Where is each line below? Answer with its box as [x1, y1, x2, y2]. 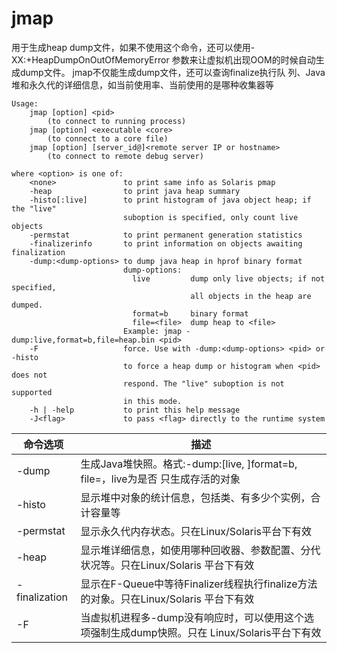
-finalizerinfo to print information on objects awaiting [29, 238, 303, 249]
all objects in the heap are [190, 291, 312, 301]
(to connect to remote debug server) [47, 151, 204, 161]
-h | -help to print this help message [29, 405, 241, 415]
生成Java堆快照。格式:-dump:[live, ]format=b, [80, 457, 298, 471]
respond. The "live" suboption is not [122, 378, 285, 389]
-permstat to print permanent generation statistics [29, 230, 303, 240]
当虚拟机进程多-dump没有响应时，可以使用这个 [80, 610, 304, 624]
